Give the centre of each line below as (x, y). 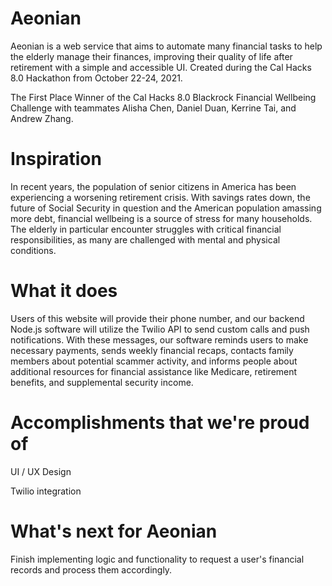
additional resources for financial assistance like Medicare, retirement (154, 371)
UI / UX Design (41, 471)
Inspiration (56, 159)
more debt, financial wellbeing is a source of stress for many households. (161, 218)
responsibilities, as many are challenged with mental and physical (145, 239)
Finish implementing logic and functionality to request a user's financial (157, 559)
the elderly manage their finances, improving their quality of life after (151, 56)
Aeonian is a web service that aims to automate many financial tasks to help (166, 46)
